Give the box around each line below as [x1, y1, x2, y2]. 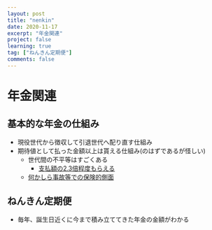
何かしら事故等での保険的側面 [27, 173, 114, 181]
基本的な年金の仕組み [7, 118, 99, 130]
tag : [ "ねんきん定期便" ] [7, 50, 72, 57]
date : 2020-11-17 [7, 23, 58, 30]
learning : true [7, 43, 52, 50]
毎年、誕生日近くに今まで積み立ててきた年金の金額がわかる [17, 215, 190, 224]
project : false [7, 36, 52, 43]
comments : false [7, 56, 55, 63]
